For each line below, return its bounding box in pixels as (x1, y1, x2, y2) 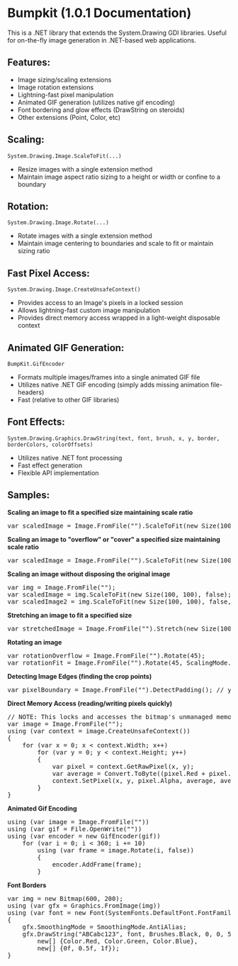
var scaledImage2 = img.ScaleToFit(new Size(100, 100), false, (7, 597, 232, 606)
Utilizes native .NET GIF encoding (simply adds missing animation (17, 381, 209, 389)
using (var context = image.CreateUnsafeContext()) (7, 727, 191, 735)
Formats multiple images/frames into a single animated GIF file (17, 373, 200, 381)
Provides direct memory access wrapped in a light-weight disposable (17, 313, 221, 322)
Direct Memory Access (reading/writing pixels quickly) (7, 699, 173, 707)
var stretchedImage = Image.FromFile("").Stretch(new (7, 624, 198, 633)
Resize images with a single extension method (17, 165, 153, 173)
